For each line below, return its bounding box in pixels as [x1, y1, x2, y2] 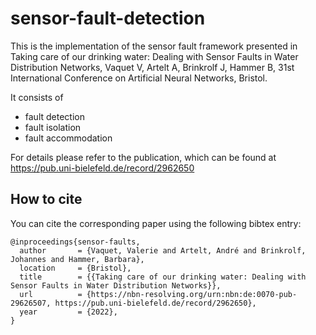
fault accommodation [24, 132, 113, 144]
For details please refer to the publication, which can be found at [10, 151, 277, 163]
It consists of [10, 91, 64, 103]
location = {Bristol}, [19, 263, 132, 273]
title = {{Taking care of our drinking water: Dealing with [19, 272, 307, 282]
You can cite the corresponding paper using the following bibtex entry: [10, 217, 302, 229]
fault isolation [24, 121, 82, 133]
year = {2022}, [19, 307, 118, 317]
